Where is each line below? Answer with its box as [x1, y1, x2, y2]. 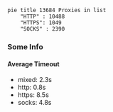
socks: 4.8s [17, 98, 52, 107]
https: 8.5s [17, 91, 50, 99]
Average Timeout [7, 59, 60, 68]
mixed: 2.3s [17, 76, 52, 84]
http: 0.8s [17, 83, 46, 92]
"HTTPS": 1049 [20, 19, 62, 26]
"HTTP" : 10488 [20, 13, 65, 20]
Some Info [7, 41, 44, 51]
